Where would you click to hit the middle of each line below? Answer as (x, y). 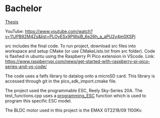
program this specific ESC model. (38, 101)
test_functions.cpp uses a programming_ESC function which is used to (76, 96)
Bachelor (24, 8)
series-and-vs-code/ (26, 67)
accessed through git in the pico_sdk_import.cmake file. (61, 81)
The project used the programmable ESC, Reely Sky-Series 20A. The (74, 90)
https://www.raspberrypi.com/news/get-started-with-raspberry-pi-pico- (78, 61)
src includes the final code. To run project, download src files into (71, 46)
